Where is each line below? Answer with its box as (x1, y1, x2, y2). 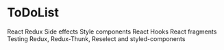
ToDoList (7, 5, 60, 21)
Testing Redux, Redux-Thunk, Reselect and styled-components (7, 34, 186, 42)
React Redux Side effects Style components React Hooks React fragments (7, 27, 217, 36)
